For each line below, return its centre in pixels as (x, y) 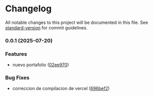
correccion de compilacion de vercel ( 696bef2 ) (61, 89)
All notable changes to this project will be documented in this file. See (77, 22)
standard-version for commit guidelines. (46, 27)
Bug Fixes (17, 78)
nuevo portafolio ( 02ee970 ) (41, 65)
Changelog (28, 9)
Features (16, 54)
